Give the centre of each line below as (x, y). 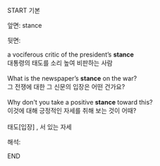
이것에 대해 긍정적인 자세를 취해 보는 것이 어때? (72, 111)
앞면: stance (25, 25)
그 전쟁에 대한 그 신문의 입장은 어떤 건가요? (66, 87)
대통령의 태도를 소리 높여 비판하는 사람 (60, 63)
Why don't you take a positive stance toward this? (80, 102)
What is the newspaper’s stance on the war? (72, 78)
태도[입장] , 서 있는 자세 (39, 127)
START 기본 (24, 10)
